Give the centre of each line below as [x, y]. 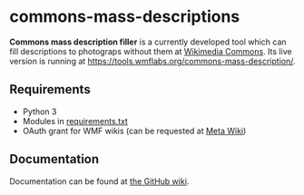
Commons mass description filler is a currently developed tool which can [148, 42]
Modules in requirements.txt [75, 121]
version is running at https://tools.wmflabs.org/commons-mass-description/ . [153, 61]
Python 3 [39, 112]
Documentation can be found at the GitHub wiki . [99, 181]
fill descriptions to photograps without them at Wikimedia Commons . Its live [151, 51]
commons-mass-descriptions [125, 17]
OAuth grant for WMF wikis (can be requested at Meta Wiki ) [134, 131]
